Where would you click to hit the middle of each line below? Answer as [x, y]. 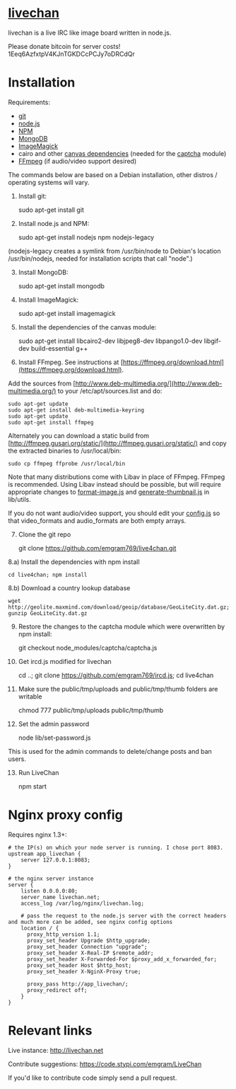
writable [30, 696]
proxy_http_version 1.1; [63, 934]
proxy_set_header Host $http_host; [79, 965]
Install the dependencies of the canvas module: [87, 327]
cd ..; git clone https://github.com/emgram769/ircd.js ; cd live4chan [116, 675]
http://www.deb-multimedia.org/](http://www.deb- [149, 383]
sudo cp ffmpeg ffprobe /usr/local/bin [67, 463]
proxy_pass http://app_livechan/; [78, 984]
